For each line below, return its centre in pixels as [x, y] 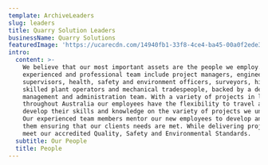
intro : [19, 52]
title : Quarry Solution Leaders [62, 30]
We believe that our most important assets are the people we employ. [142, 67]
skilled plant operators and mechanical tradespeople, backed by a [137, 89]
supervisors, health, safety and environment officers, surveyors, [137, 82]
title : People [39, 148]
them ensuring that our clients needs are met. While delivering [134, 126]
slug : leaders [32, 23]
